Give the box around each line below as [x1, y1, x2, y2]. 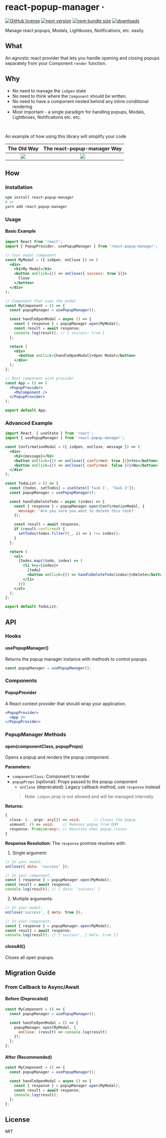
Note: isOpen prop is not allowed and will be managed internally [24, 794, 154, 800]
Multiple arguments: [12, 896, 53, 902]
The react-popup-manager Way [43, 145, 122, 152]
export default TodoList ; [5, 604, 58, 609]
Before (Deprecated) [5, 996, 48, 1002]
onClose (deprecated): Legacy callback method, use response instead [19, 784, 161, 790]
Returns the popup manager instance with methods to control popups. [5, 656, 148, 662]
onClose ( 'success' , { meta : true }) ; [5, 910, 83, 915]
